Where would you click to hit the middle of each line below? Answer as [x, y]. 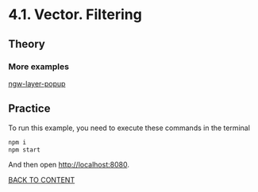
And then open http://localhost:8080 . [69, 165]
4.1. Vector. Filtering [75, 15]
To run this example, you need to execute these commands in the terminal [129, 128]
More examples [39, 67]
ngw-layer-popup [37, 83]
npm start [25, 150]
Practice [29, 109]
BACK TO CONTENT [42, 180]
